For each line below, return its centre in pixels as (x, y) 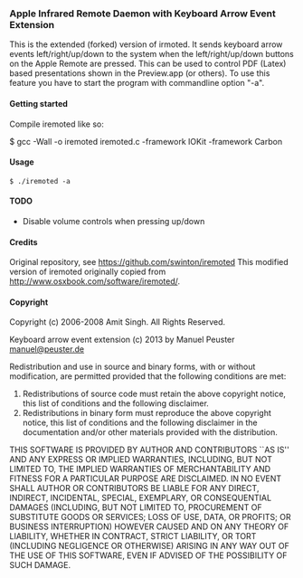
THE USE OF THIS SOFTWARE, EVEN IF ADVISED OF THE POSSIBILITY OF (148, 555)
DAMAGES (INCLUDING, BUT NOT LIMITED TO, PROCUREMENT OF (136, 507)
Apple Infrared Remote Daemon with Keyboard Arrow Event (142, 14)
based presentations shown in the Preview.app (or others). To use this (140, 73)
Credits (24, 242)
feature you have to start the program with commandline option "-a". (137, 83)
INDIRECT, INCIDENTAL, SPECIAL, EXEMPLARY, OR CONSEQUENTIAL (141, 498)
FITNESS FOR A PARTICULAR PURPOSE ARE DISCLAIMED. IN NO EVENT (146, 479)
